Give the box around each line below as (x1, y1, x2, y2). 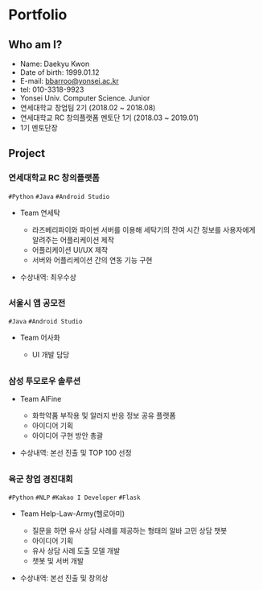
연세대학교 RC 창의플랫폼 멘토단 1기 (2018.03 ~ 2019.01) (19, 113, 199, 122)
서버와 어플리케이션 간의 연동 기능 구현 (31, 255, 153, 265)
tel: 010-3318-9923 (19, 85, 84, 94)
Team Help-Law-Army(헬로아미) (19, 509, 125, 518)
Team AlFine (19, 394, 62, 404)
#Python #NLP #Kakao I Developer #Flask (8, 493, 141, 501)
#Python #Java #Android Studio (8, 192, 110, 200)
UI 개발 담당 (31, 350, 70, 360)
